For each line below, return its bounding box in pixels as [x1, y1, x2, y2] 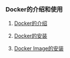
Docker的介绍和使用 [5, 5, 63, 13]
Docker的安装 [14, 33, 48, 40]
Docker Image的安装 [14, 45, 64, 52]
